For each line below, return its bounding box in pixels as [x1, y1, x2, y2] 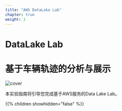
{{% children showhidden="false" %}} [5, 100, 84, 106]
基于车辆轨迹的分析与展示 [5, 63, 111, 75]
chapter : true [5, 12, 35, 17]
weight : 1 [5, 17, 26, 22]
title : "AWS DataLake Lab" [5, 7, 62, 13]
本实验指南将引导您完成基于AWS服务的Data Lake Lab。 [5, 90, 119, 96]
